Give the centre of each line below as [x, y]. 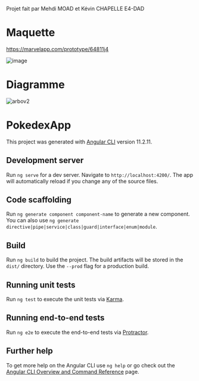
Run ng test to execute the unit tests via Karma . [65, 299]
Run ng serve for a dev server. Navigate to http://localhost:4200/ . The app [100, 174]
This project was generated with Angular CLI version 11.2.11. [79, 142]
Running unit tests [41, 285]
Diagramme [35, 85]
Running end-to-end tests [55, 318]
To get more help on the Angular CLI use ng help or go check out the [91, 365]
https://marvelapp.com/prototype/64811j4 [57, 49]
